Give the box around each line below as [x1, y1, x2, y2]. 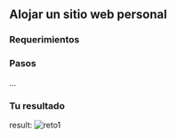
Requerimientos [9, 34, 80, 46]
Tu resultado [9, 99, 65, 111]
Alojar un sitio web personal [9, 7, 167, 22]
